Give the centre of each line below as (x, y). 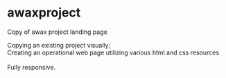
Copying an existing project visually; (59, 45)
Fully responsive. (32, 67)
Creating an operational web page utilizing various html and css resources (113, 52)
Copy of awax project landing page (57, 32)
